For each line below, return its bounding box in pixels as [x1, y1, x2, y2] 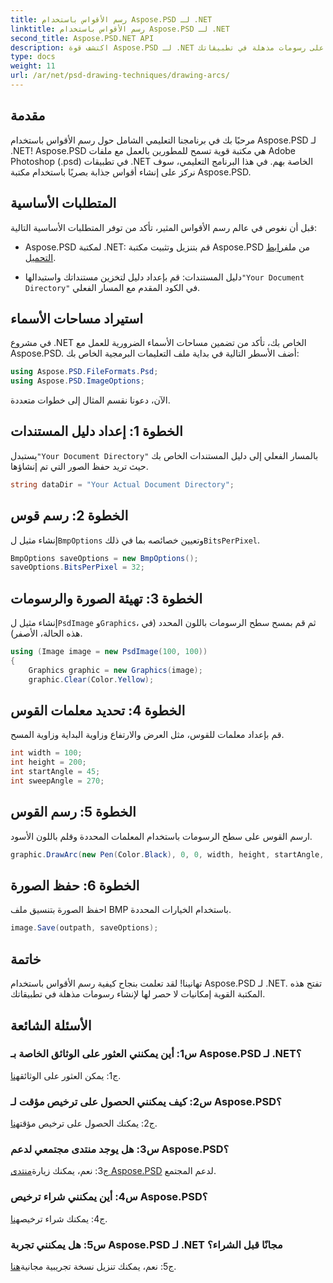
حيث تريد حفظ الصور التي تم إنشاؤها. [10, 460, 149, 472]
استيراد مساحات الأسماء [10, 310, 144, 327]
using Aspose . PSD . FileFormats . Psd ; [10, 367, 159, 377]
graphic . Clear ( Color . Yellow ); [28, 674, 155, 685]
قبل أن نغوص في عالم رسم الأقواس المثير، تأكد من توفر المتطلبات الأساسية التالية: [10, 221, 317, 233]
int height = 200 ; [10, 757, 87, 768]
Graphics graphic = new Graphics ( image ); [28, 665, 203, 675]
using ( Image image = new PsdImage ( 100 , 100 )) [10, 647, 208, 657]
